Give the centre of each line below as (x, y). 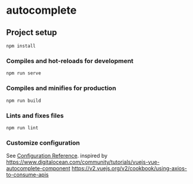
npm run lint (22, 128)
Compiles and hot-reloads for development (70, 61)
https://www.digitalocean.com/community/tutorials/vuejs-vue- (83, 162)
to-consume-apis (27, 175)
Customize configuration (43, 142)
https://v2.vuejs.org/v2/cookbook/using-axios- (129, 169)
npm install (21, 46)
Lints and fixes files (35, 116)
